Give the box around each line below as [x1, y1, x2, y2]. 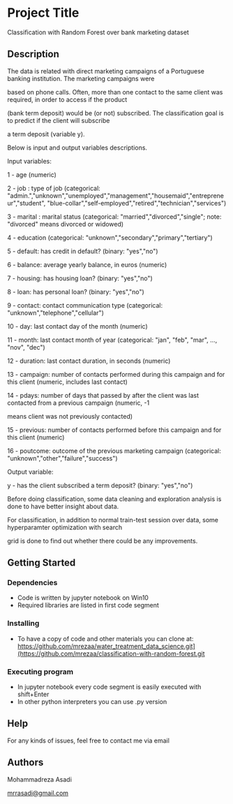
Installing [7, 619, 40, 629]
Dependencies [7, 578, 58, 588]
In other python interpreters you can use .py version [17, 698, 167, 706]
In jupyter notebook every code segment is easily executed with [17, 683, 202, 691]
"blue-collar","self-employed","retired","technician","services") [47, 199, 227, 207]
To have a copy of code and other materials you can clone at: [17, 634, 194, 643]
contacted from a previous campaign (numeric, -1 [7, 399, 150, 407]
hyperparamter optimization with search [7, 523, 123, 531]
